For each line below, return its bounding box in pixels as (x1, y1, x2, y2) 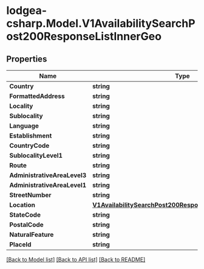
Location (9, 201, 35, 209)
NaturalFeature (9, 231, 54, 239)
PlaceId (9, 240, 32, 248)
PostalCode (9, 220, 44, 229)
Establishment (9, 131, 52, 140)
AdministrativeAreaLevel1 (9, 181, 87, 189)
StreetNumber (9, 191, 52, 199)
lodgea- (6, 4, 47, 18)
